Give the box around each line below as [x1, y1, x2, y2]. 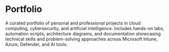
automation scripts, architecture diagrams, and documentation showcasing [5, 30, 161, 36]
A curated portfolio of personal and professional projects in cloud [5, 20, 141, 26]
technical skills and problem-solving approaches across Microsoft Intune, [5, 36, 158, 42]
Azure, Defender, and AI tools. [5, 41, 68, 47]
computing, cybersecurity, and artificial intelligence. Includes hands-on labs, [5, 25, 164, 31]
